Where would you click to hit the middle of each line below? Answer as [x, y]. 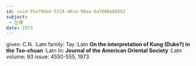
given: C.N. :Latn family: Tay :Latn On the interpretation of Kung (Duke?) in [98, 44]
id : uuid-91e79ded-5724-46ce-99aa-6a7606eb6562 [66, 11]
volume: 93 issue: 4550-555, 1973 [48, 57]
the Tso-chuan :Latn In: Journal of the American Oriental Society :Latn [94, 51]
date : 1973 [20, 28]
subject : [17, 17]
